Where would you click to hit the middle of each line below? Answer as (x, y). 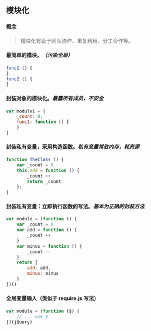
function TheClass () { (35, 160)
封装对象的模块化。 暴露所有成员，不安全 (55, 98)
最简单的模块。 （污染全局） (40, 55)
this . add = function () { (48, 170)
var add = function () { (47, 230)
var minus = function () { (49, 246)
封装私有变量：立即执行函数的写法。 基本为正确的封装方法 (75, 206)
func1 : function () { (43, 122)
